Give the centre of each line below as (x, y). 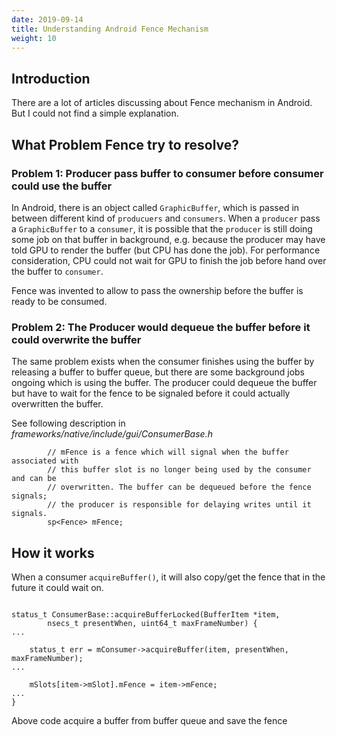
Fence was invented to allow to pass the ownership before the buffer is (157, 290)
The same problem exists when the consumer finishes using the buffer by (163, 362)
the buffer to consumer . (57, 271)
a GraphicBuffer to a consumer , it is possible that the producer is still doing (162, 228)
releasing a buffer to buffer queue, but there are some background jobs (158, 372)
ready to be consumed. (59, 301)
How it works (53, 552)
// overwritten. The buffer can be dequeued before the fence (179, 487)
